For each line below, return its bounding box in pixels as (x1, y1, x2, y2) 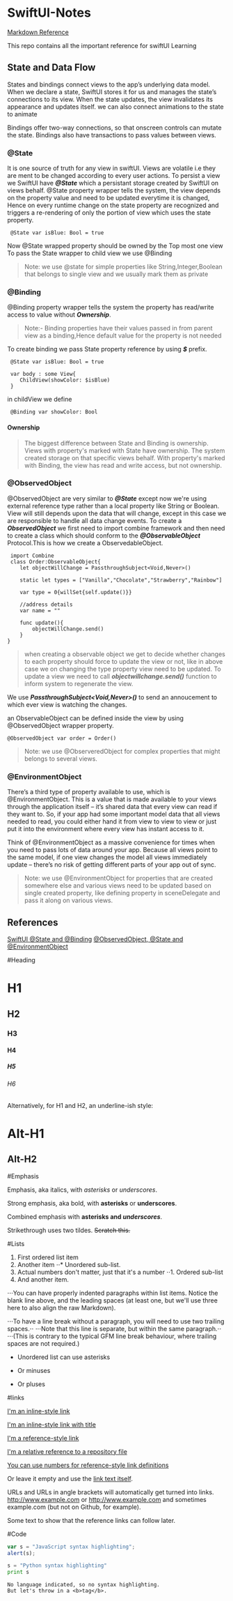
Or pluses (17, 1379, 45, 1388)
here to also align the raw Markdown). (7, 1303, 116, 1312)
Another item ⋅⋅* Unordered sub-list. (17, 1260, 121, 1268)
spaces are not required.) (7, 1339, 80, 1347)
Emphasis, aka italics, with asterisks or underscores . (7, 1185, 158, 1194)
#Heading (7, 955, 36, 964)
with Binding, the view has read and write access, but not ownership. (24, 461, 223, 469)
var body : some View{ (10, 371, 77, 378)
